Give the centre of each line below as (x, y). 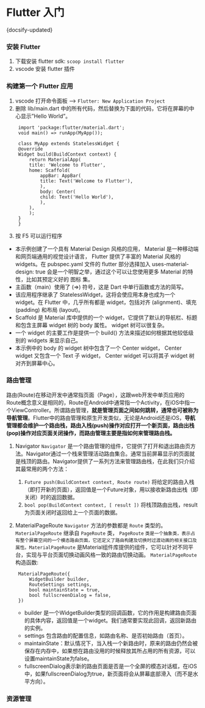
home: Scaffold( (49, 170)
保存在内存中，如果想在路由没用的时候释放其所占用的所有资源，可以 (110, 651)
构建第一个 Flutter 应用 (40, 86)
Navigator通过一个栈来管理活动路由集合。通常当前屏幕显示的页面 (108, 453)
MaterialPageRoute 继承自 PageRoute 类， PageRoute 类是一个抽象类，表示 (103, 533)
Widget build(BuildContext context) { (67, 154)
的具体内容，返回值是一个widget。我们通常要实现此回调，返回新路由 (110, 620)
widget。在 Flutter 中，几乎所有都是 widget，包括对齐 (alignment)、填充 (106, 302)
